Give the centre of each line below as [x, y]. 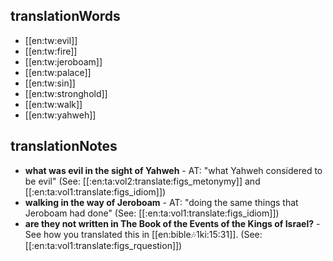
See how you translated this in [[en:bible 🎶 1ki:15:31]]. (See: [143, 234]
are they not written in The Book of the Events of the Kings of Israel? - [172, 223]
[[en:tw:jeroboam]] [63, 61]
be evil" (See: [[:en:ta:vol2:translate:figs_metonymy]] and [142, 181]
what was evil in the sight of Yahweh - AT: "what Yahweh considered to [173, 170]
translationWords [65, 16]
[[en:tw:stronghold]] [66, 93]
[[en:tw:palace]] [58, 72]
